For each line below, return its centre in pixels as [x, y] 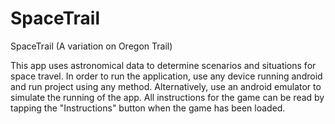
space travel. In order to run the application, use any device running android [166, 76]
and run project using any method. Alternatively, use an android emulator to [166, 86]
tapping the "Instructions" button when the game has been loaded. [148, 108]
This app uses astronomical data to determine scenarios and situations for [163, 65]
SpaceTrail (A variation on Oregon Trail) [91, 46]
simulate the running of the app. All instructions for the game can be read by [167, 97]
